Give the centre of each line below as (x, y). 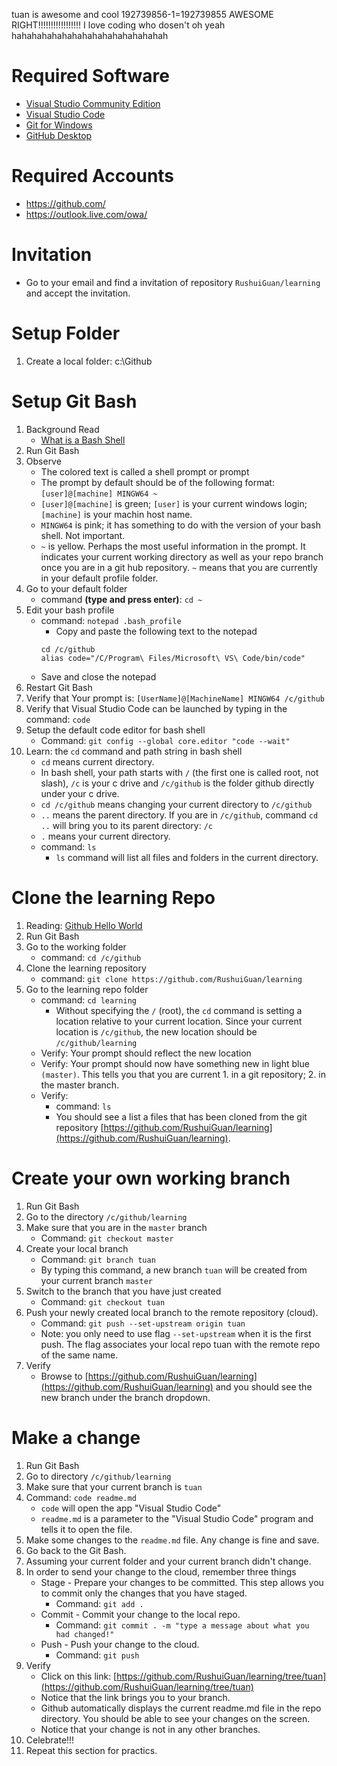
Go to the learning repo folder (87, 989)
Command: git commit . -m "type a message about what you (182, 1625)
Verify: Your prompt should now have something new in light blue (175, 1063)
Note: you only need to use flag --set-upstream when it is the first (176, 1333)
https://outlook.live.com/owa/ (86, 214)
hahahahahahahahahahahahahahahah (90, 35)
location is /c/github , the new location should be (156, 1031)
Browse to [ (64, 1376)
